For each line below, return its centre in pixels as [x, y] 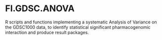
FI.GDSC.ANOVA [40, 9]
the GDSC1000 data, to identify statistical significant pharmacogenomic [78, 27]
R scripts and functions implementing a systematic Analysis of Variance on [81, 22]
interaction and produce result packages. [47, 32]
